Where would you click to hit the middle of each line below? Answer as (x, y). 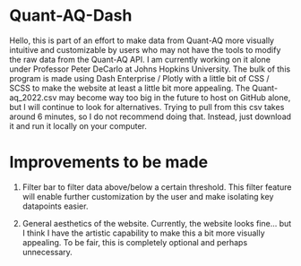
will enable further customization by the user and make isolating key (148, 196)
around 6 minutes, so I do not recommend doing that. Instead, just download (150, 116)
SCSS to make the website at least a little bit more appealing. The (130, 88)
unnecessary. (47, 252)
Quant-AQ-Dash (71, 16)
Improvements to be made (109, 163)
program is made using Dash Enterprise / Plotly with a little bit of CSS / (140, 78)
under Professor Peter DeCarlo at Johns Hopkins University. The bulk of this (150, 69)
